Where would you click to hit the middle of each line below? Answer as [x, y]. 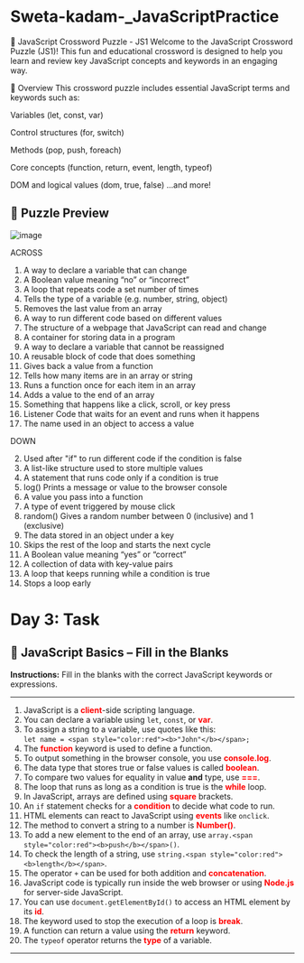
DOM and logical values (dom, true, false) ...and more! [111, 185]
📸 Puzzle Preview [60, 213]
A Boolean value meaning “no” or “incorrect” [106, 279]
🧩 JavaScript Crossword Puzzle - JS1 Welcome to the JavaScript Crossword [152, 42]
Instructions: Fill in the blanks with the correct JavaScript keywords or [142, 674]
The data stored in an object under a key [99, 535]
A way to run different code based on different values [123, 318]
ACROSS [27, 252]
